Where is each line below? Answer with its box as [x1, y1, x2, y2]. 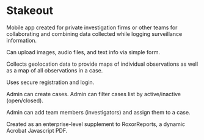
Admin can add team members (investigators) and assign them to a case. [6, 108, 191, 116]
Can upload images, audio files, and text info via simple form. [6, 48, 161, 55]
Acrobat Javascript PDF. [6, 127, 68, 134]
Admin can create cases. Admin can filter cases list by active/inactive [6, 90, 181, 97]
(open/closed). [6, 97, 44, 104]
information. [6, 37, 37, 44]
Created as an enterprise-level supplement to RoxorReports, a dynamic [6, 120, 185, 128]
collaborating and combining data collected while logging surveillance [6, 30, 183, 37]
